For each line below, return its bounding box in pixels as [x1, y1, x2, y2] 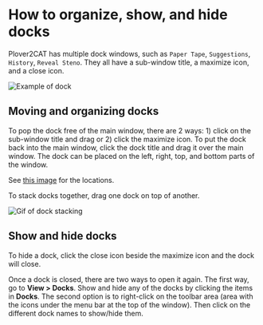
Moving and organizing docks [8, 105, 159, 118]
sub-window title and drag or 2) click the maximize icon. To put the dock [8, 134, 247, 144]
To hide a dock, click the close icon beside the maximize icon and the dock [8, 250, 255, 260]
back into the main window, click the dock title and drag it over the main [8, 142, 245, 153]
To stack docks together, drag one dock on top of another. [8, 190, 200, 200]
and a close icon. [8, 65, 65, 75]
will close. [8, 259, 41, 268]
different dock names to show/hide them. [8, 308, 143, 318]
